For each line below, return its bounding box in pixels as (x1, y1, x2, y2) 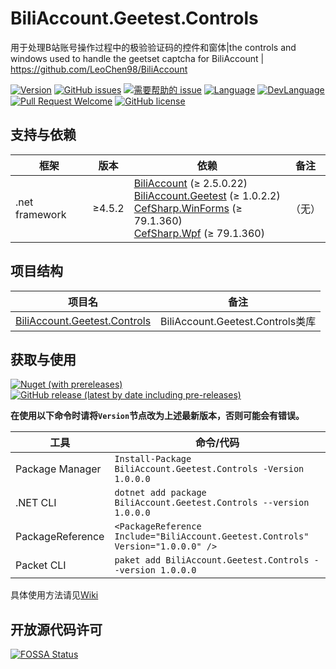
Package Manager (15, 462, 102, 476)
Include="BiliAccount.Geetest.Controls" (114, 531, 310, 542)
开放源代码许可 (10, 621, 103, 638)
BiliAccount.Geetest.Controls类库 (160, 314, 317, 328)
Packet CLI (15, 558, 67, 572)
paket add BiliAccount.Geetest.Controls (114, 555, 310, 566)
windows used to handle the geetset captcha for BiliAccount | (10, 52, 265, 64)
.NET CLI (15, 496, 57, 510)
